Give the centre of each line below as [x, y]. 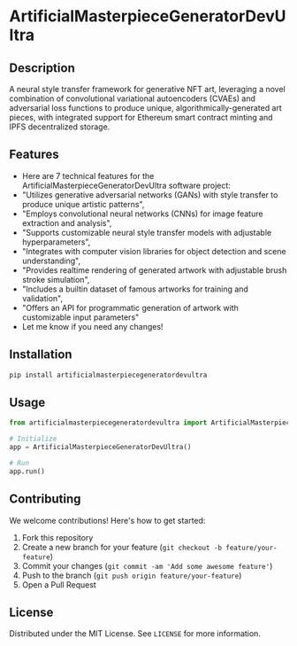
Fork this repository [57, 537]
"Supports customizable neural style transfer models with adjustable [147, 232]
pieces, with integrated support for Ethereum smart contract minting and [141, 117]
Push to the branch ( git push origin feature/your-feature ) [132, 575]
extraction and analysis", [67, 222]
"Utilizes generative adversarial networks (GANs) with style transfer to [150, 195]
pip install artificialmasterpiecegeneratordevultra [108, 375]
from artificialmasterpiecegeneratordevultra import [108, 423]
